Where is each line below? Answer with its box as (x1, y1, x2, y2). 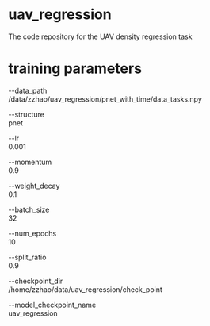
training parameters (8, 59, 143, 78)
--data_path (8, 86, 48, 95)
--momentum (8, 157, 52, 167)
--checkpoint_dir (8, 276, 63, 286)
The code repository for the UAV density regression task (8, 32, 193, 41)
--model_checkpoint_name (8, 300, 97, 309)
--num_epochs (8, 228, 57, 238)
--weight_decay (8, 181, 60, 190)
